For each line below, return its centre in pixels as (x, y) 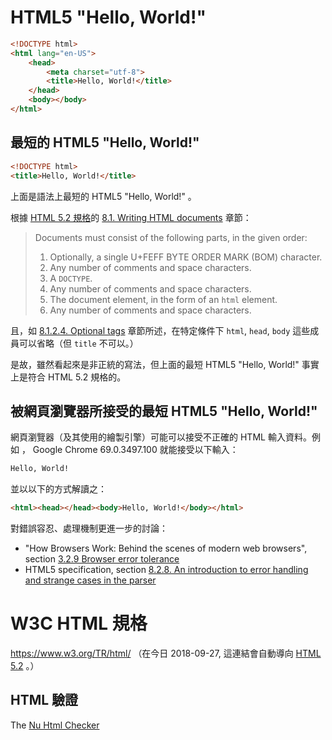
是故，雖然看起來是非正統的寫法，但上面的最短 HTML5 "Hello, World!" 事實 (165, 364)
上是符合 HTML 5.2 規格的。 (68, 377)
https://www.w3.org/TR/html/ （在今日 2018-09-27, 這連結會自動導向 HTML (166, 653)
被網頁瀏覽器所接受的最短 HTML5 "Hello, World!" (164, 411)
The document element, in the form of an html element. (163, 299)
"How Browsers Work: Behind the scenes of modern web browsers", (166, 548)
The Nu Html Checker (55, 725)
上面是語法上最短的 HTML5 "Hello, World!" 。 (103, 196)
